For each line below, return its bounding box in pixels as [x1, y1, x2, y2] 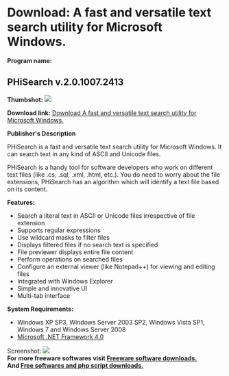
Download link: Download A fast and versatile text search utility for [7, 108, 197, 117]
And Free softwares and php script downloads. [7, 361, 144, 369]
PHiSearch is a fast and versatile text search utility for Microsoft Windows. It [7, 142, 222, 151]
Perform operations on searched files [16, 255, 123, 263]
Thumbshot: [7, 95, 43, 103]
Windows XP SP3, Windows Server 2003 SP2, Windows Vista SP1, [16, 318, 205, 326]
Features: [7, 198, 36, 206]
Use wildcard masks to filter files [16, 233, 110, 241]
